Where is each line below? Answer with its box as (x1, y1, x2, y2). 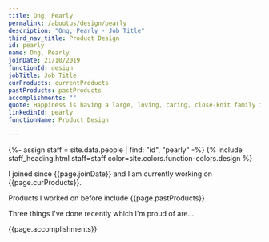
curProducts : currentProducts (8, 79, 110, 87)
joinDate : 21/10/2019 (8, 57, 81, 65)
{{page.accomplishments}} (8, 224, 98, 233)
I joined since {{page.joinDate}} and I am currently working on (8, 169, 213, 179)
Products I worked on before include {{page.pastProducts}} (8, 193, 206, 203)
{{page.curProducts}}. (8, 177, 82, 187)
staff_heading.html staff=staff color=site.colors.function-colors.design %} (8, 153, 253, 163)
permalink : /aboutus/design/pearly (8, 19, 127, 27)
